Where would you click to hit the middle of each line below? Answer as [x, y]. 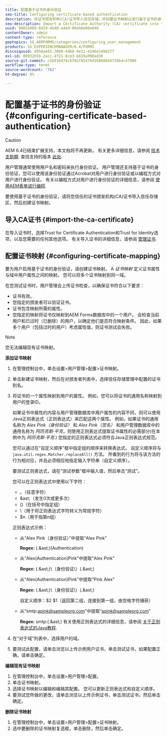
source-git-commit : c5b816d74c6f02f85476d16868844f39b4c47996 [71, 61]
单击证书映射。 [28, 683]
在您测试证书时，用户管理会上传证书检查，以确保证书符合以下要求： [75, 286]
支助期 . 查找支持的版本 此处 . [34, 157]
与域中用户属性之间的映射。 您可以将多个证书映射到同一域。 [67, 275]
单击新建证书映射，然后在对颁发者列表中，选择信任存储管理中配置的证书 [86, 379]
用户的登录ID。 [28, 402]
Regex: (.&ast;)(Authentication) [51, 548]
